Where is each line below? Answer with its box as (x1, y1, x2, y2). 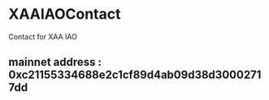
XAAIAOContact (8, 5, 121, 24)
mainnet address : (8, 55, 102, 69)
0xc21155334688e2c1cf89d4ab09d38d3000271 (8, 68, 262, 82)
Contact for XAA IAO (8, 32, 77, 41)
